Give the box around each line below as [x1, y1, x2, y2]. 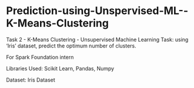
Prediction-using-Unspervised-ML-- [6, 4, 189, 18]
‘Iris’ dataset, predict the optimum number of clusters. [6, 42, 136, 49]
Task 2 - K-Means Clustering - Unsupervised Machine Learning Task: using [6, 36, 189, 43]
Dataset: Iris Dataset [6, 76, 56, 83]
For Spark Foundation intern [6, 53, 74, 60]
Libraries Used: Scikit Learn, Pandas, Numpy [6, 65, 115, 72]
